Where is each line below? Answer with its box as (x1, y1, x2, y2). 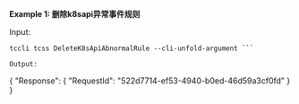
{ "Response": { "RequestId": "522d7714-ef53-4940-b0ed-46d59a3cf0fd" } (9, 75, 291, 86)
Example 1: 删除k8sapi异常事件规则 (9, 9, 141, 19)
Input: (9, 27, 31, 37)
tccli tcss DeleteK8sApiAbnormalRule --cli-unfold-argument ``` (9, 44, 254, 53)
